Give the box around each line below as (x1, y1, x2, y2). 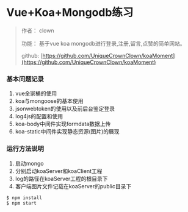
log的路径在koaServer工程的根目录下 (15, 175, 108, 182)
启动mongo (15, 160, 44, 167)
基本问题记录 (6, 74, 45, 83)
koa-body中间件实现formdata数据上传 (15, 120, 111, 128)
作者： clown (21, 27, 54, 34)
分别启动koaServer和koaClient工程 (15, 167, 103, 174)
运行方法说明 (6, 144, 45, 153)
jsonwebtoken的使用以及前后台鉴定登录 (15, 105, 115, 113)
